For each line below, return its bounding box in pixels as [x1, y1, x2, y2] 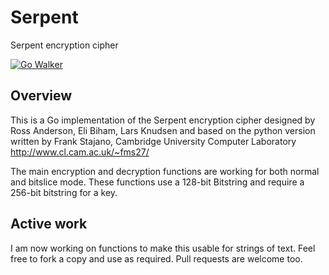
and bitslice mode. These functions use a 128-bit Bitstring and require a [10, 176, 305, 188]
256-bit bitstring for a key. [10, 186, 118, 198]
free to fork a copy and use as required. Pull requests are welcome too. [10, 252, 303, 265]
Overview [10, 87, 73, 105]
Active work [10, 216, 88, 233]
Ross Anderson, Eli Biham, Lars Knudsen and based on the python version [10, 124, 316, 136]
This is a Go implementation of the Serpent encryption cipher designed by [10, 114, 316, 126]
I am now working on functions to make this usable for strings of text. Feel [10, 242, 316, 254]
